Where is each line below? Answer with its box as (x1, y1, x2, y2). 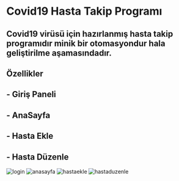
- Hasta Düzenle (6, 152, 69, 162)
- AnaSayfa (6, 110, 51, 120)
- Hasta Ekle (6, 131, 54, 141)
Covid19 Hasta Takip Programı (6, 4, 163, 18)
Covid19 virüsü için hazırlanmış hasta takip (6, 29, 174, 39)
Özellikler (6, 68, 44, 79)
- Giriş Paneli (6, 89, 56, 100)
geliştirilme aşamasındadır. (6, 48, 112, 58)
